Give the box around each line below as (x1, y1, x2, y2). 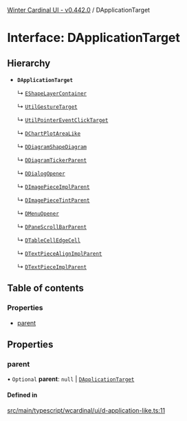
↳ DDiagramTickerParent (16, 156, 87, 164)
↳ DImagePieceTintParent (16, 196, 90, 204)
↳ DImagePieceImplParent (16, 183, 90, 190)
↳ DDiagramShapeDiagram (16, 143, 87, 150)
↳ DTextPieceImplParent (16, 263, 87, 271)
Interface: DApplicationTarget (7, 30, 181, 45)
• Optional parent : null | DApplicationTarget (7, 375, 135, 383)
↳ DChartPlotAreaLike (16, 129, 81, 137)
